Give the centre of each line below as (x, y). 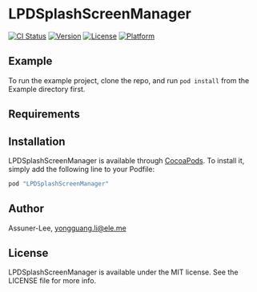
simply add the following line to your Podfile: (81, 169)
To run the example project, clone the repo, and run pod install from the (129, 80)
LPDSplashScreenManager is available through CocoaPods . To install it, (126, 160)
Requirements (44, 114)
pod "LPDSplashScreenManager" (59, 184)
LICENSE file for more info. (52, 281)
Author (26, 209)
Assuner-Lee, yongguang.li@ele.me (67, 228)
